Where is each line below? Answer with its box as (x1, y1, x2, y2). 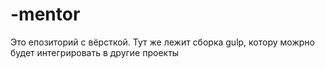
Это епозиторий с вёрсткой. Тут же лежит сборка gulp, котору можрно (10, 36, 315, 48)
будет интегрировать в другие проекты (10, 46, 180, 58)
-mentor (10, 3, 81, 26)
